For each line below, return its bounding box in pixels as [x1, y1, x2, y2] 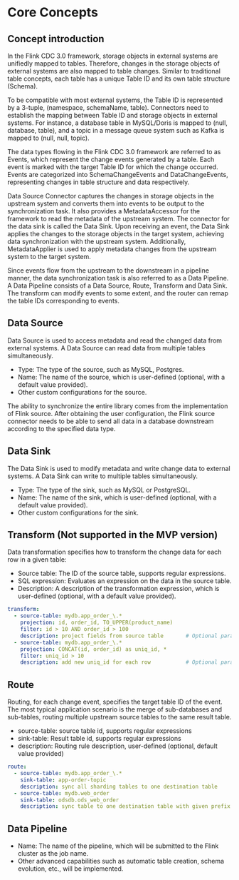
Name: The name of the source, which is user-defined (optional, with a [17, 373, 225, 381]
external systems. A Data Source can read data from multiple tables [7, 343, 206, 352]
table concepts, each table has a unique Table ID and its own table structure [7, 74, 230, 83]
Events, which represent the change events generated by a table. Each [7, 155, 215, 163]
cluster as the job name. [17, 849, 89, 858]
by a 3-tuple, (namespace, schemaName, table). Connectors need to [7, 103, 209, 111]
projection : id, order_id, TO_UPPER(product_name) [20, 619, 174, 627]
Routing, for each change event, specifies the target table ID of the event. [7, 697, 223, 707]
